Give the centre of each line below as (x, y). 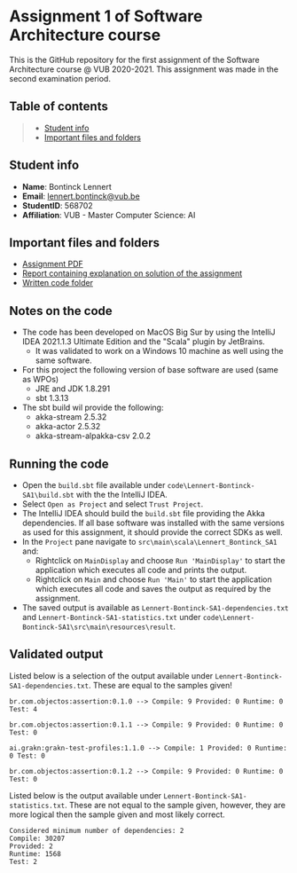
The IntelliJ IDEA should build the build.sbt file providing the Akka (144, 513)
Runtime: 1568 (35, 853)
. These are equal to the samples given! (160, 685)
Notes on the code (61, 311)
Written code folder (57, 283)
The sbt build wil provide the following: (93, 408)
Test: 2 (23, 861)
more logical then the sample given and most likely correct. (117, 814)
